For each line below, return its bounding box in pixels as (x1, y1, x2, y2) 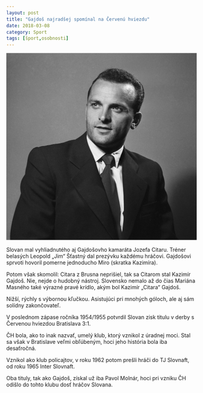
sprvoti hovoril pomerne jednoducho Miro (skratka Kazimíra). (6, 258, 158, 266)
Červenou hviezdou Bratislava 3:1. (6, 320, 91, 327)
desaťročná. (6, 344, 36, 352)
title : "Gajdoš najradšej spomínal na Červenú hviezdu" (6, 16, 150, 22)
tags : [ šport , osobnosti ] (6, 35, 69, 42)
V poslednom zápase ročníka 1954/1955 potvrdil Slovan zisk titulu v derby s (6, 313, 195, 321)
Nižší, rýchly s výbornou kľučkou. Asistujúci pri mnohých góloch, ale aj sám (6, 295, 195, 303)
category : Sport (6, 29, 47, 35)
